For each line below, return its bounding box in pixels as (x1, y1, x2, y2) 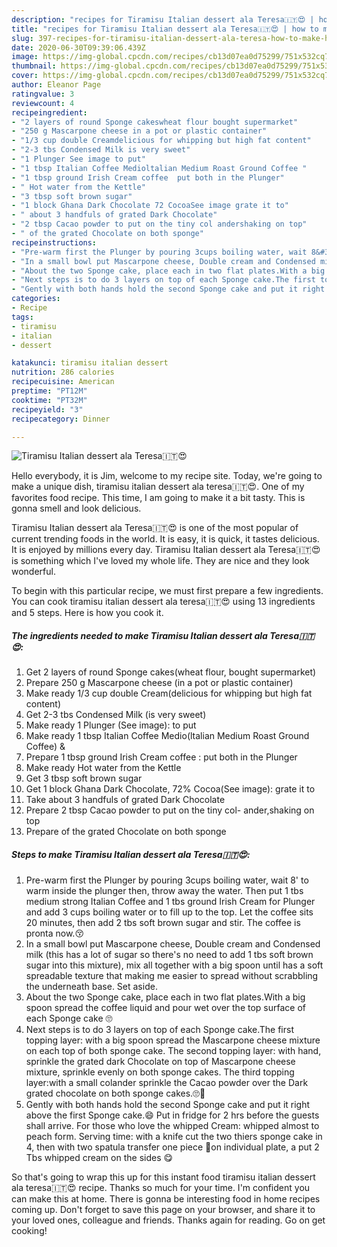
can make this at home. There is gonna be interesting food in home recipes (11, 1193, 321, 1205)
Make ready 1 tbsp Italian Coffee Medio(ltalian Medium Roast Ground (25, 730, 310, 742)
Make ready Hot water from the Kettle (25, 762, 182, 774)
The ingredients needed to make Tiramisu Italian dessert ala (11, 629, 268, 641)
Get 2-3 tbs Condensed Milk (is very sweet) (25, 709, 207, 721)
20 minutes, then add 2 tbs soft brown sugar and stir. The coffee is (25, 917, 301, 929)
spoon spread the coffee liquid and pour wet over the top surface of (25, 1002, 307, 1014)
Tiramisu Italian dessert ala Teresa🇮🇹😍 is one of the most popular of (11, 522, 299, 534)
